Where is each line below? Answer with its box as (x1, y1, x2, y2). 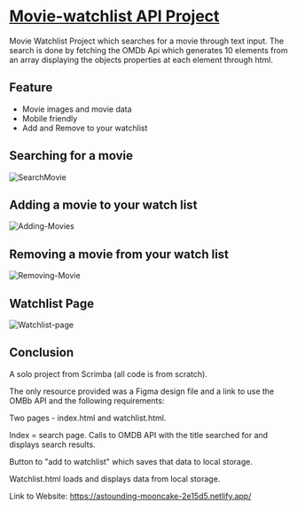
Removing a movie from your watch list (9, 247, 229, 262)
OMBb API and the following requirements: (9, 395, 165, 405)
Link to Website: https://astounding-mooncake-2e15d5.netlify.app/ (9, 490, 252, 501)
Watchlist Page (9, 295, 95, 311)
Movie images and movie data (21, 104, 132, 114)
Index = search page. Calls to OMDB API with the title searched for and (9, 429, 269, 440)
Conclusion (9, 345, 74, 360)
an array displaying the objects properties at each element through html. (9, 54, 273, 65)
